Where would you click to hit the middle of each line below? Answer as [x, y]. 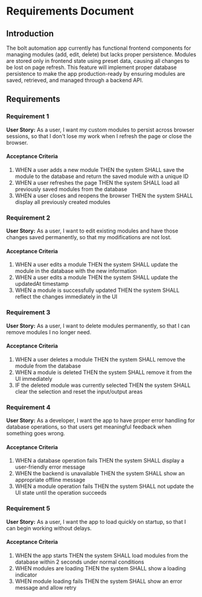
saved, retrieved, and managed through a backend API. [75, 80]
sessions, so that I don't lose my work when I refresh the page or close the [99, 136]
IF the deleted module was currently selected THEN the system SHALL [103, 385]
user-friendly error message [50, 467]
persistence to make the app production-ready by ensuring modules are [96, 74]
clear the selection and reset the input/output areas [79, 391]
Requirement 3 [28, 312]
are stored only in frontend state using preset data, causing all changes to [98, 61]
